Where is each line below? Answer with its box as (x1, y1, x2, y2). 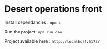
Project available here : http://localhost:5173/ (4, 38, 100, 44)
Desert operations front (4, 3, 102, 15)
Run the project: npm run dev (4, 29, 62, 34)
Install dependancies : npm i (4, 19, 61, 25)
